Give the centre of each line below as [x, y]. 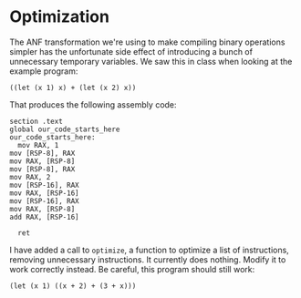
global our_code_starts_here [65, 129]
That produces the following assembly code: [93, 104]
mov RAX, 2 [30, 177]
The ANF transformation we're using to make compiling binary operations [147, 42]
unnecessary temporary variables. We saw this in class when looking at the [151, 61]
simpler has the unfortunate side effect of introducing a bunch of [131, 51]
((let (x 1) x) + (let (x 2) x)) [73, 87]
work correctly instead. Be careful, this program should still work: [132, 269]
